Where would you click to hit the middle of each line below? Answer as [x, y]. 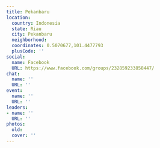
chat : [13, 74]
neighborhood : [29, 40]
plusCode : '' [28, 51]
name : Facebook [31, 62]
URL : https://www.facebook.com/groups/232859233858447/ [83, 68]
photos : [16, 124]
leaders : [17, 107]
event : [14, 91]
